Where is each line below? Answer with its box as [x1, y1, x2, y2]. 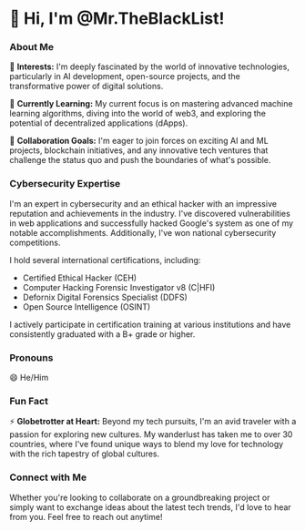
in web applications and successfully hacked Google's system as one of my [9, 218, 294, 229]
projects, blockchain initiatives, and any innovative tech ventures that [9, 145, 269, 156]
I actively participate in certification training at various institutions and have [9, 319, 291, 330]
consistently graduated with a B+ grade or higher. [9, 328, 196, 340]
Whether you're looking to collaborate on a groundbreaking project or [9, 492, 270, 503]
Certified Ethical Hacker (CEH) [22, 272, 137, 283]
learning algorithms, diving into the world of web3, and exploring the [9, 108, 267, 119]
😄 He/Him [9, 373, 49, 383]
